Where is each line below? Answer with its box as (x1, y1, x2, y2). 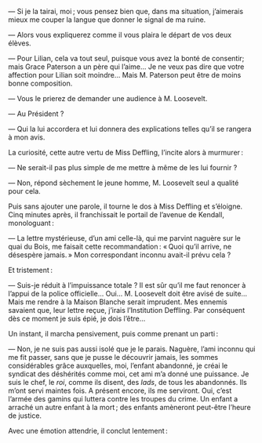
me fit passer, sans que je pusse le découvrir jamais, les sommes (8, 353, 218, 361)
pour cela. (8, 187, 41, 195)
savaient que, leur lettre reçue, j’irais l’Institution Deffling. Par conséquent (8, 306, 246, 314)
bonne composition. (8, 78, 73, 88)
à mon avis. (8, 133, 45, 142)
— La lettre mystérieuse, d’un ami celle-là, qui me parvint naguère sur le (8, 234, 241, 242)
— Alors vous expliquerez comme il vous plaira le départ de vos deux (8, 31, 232, 39)
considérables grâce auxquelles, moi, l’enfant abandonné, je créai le (8, 361, 228, 370)
